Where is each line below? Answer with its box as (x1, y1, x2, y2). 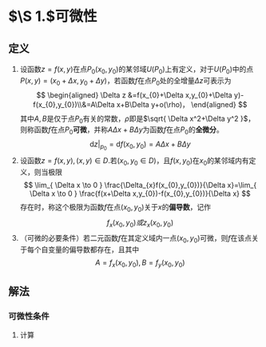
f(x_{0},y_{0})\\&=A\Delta (33, 99, 115, 109)
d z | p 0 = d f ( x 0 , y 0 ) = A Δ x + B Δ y (89, 139, 191, 152)
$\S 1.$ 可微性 (8, 7, 97, 26)
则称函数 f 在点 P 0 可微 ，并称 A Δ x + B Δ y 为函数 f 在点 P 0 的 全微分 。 (19, 125, 224, 137)
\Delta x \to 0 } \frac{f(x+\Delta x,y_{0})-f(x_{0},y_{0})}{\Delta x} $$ (29, 189, 251, 198)
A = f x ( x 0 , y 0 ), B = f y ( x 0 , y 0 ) (95, 257, 185, 269)
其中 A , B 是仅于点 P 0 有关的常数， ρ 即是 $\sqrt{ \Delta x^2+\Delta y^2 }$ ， (19, 114, 256, 125)
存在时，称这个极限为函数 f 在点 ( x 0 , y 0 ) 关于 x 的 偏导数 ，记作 (19, 202, 212, 213)
